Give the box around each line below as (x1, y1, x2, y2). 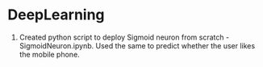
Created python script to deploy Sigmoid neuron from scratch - (19, 32, 230, 42)
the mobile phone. (19, 49, 80, 59)
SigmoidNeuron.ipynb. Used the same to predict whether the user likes (19, 40, 256, 50)
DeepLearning (7, 6, 106, 24)
